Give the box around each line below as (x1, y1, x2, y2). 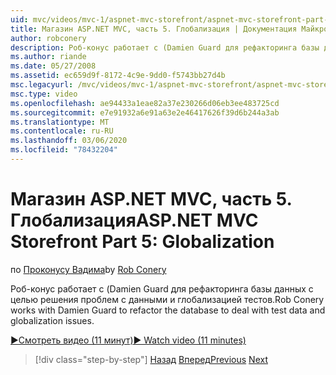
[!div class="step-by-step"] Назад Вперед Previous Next (34, 353, 268, 365)
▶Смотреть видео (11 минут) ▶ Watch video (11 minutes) (10, 334, 247, 346)
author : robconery (10, 33, 87, 43)
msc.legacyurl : (10, 80, 74, 90)
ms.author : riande (10, 52, 87, 62)
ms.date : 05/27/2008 (10, 61, 97, 71)
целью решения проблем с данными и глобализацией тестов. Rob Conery (10, 293, 325, 305)
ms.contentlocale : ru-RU (10, 126, 114, 136)
